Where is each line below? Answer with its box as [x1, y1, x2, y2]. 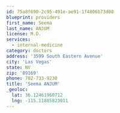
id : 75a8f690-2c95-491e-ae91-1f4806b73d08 [6, 8, 114, 15]
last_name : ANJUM [6, 25, 50, 32]
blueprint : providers [6, 14, 61, 20]
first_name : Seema [6, 20, 52, 26]
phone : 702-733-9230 [6, 75, 58, 81]
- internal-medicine [11, 42, 63, 48]
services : [6, 36, 31, 42]
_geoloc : [6, 87, 28, 93]
